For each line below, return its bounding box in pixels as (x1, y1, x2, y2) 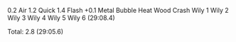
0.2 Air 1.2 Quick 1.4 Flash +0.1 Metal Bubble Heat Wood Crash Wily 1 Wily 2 (7, 6, 229, 14)
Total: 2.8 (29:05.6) (7, 28, 64, 36)
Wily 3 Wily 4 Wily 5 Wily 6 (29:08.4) (7, 14, 115, 22)
